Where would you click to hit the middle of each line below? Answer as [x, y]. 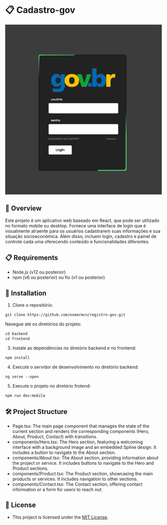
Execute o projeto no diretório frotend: [51, 386]
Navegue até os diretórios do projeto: [43, 324]
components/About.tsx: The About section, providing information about [85, 458]
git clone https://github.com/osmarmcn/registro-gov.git [65, 315]
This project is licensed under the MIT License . [60, 517]
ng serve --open [22, 377]
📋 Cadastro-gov [40, 10]
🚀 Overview [23, 208]
